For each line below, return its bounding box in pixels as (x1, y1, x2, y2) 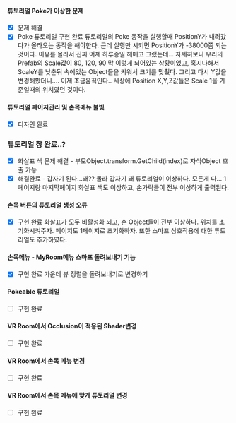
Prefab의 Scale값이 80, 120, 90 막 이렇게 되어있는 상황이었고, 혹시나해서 (17, 59, 220, 67)
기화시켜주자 (17, 227, 53, 235)
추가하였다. (36, 235, 67, 244)
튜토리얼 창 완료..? (7, 139, 66, 149)
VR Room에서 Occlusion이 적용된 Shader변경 (7, 322, 137, 330)
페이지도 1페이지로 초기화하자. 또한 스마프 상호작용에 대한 (55, 227, 213, 235)
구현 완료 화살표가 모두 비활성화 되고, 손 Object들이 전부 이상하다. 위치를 (17, 218, 218, 226)
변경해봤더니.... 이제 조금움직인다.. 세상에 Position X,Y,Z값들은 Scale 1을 (17, 76, 218, 85)
